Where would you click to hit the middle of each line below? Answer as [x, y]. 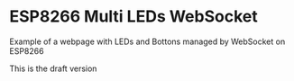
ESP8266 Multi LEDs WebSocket [134, 17]
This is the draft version [53, 68]
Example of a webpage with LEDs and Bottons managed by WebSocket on [147, 41]
